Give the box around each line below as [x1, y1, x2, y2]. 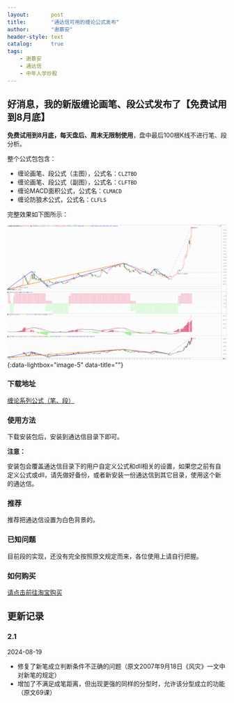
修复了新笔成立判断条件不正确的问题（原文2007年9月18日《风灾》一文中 [17, 662, 226, 670]
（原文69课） [17, 688, 56, 696]
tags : [7, 48, 23, 55]
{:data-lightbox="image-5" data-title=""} [7, 361, 124, 369]
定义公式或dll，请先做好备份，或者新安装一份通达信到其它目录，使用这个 [7, 471, 216, 480]
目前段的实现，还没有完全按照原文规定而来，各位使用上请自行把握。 [7, 552, 203, 560]
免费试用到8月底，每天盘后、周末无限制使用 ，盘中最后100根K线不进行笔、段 [7, 131, 227, 139]
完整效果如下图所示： [7, 210, 68, 219]
